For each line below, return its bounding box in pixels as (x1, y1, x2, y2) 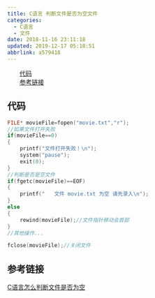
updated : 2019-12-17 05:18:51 (7, 43, 96, 50)
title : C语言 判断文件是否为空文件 (7, 10, 98, 17)
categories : (7, 17, 42, 24)
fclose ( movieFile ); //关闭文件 (7, 242, 91, 249)
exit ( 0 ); (20, 158, 45, 165)
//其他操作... (7, 230, 44, 237)
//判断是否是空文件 (7, 171, 56, 178)
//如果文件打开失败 (7, 126, 56, 133)
